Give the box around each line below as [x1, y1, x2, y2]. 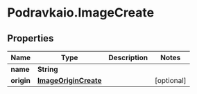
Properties [7, 32, 54, 44]
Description [108, 53, 148, 62]
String [37, 64, 58, 74]
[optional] [154, 76, 187, 85]
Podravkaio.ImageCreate [7, 5, 155, 21]
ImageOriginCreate [37, 76, 102, 85]
